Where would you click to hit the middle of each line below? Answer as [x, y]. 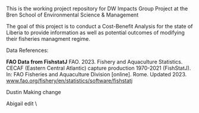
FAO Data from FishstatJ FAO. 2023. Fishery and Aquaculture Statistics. [94, 62]
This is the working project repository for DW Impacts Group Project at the [97, 9]
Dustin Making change [34, 92]
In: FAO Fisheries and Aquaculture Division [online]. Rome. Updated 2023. [97, 74]
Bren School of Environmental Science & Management [72, 15]
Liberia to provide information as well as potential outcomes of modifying [96, 33]
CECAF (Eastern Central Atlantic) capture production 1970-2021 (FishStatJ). [99, 68]
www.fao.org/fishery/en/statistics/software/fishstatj [69, 80]
